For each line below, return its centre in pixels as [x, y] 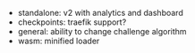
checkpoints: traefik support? [72, 22]
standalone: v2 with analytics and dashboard [100, 13]
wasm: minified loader [59, 41]
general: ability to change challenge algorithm [102, 31]
